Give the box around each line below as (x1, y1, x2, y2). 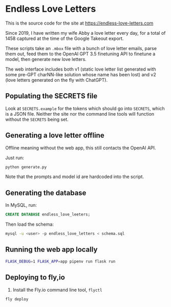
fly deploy (5, 296, 29, 302)
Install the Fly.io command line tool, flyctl (12, 287, 102, 293)
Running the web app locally (5, 245, 98, 254)
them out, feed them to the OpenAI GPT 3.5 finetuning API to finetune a (5, 51, 156, 57)
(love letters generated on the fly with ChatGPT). (5, 77, 108, 83)
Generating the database (5, 188, 87, 197)
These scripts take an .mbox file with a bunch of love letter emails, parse (5, 45, 157, 51)
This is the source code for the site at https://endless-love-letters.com (5, 20, 154, 26)
